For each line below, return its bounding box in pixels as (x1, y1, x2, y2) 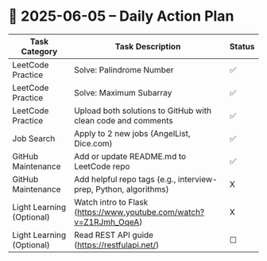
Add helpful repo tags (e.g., (74, 173, 176, 185)
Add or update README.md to (74, 150, 187, 162)
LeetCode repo (74, 161, 130, 172)
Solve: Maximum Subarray (74, 87, 172, 98)
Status (229, 41, 255, 52)
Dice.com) (74, 138, 113, 149)
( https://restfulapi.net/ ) (74, 239, 160, 250)
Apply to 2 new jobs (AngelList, (74, 127, 191, 138)
